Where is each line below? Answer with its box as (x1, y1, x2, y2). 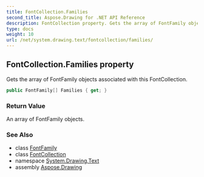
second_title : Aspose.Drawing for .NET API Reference (6, 15, 146, 21)
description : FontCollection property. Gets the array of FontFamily (6, 20, 186, 26)
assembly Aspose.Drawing (15, 164, 83, 171)
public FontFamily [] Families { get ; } (6, 87, 107, 93)
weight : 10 (6, 32, 34, 38)
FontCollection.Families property (6, 59, 134, 70)
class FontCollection (15, 151, 66, 158)
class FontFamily (15, 144, 58, 152)
